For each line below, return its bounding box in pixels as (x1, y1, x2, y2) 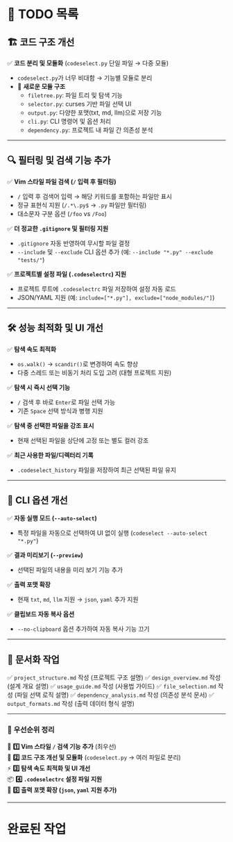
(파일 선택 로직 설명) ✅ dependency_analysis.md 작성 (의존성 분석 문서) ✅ (14, 691, 214, 699)
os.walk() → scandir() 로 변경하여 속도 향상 (17, 359, 139, 368)
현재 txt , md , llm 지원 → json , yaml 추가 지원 (17, 595, 139, 604)
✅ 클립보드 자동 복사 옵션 (7, 610, 75, 618)
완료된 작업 (7, 821, 67, 837)
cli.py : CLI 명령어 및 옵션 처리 (27, 117, 112, 125)
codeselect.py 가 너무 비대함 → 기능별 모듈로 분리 (17, 74, 153, 82)
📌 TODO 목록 (7, 6, 79, 22)
